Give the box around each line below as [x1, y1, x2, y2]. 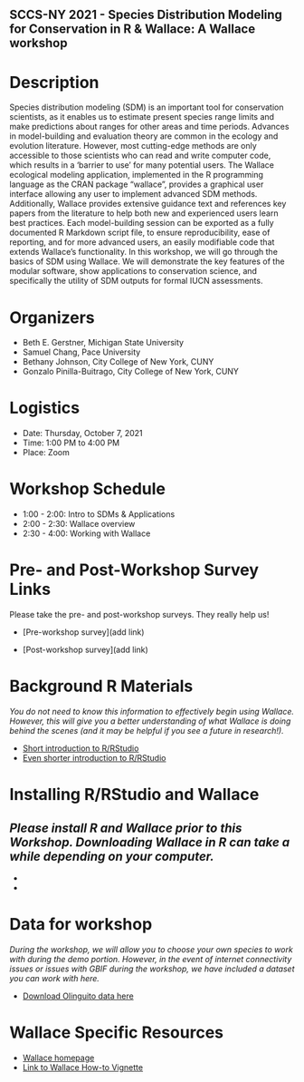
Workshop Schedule [9, 479, 166, 500]
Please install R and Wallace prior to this [9, 820, 242, 835]
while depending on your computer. [9, 848, 214, 864]
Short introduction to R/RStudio [22, 743, 139, 754]
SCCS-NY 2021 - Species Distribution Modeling [9, 7, 283, 23]
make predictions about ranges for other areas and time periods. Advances [9, 122, 290, 132]
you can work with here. [9, 972, 100, 983]
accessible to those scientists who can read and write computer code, [9, 150, 271, 161]
